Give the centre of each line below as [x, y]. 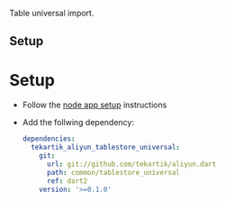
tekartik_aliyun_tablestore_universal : [106, 148]
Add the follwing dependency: [78, 123]
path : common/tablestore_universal [113, 172]
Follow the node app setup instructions [94, 105]
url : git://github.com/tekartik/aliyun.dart [131, 164]
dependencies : [49, 139]
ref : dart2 [67, 181]
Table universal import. [52, 13]
